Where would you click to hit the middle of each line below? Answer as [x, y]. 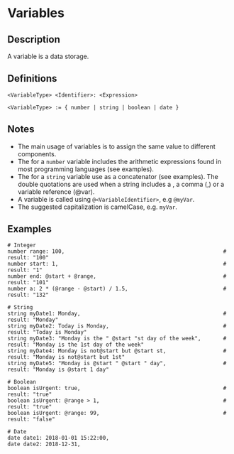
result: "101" [28, 283]
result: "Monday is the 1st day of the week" [76, 345]
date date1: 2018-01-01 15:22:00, [58, 438]
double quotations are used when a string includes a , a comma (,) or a [121, 184]
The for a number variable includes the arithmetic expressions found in [119, 161]
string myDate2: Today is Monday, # [117, 326]
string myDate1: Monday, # [117, 314]
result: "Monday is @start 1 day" [58, 370]
